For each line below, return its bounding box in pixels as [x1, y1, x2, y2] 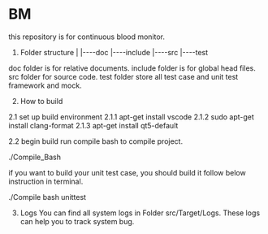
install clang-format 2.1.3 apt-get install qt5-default [8, 120, 179, 130]
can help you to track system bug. [19, 216, 135, 226]
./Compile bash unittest [8, 192, 87, 201]
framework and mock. [8, 80, 83, 90]
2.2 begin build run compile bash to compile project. [8, 136, 184, 146]
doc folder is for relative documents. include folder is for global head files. [8, 63, 256, 73]
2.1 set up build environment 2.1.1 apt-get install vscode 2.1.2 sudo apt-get [8, 111, 254, 122]
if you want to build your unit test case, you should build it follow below [8, 167, 246, 177]
